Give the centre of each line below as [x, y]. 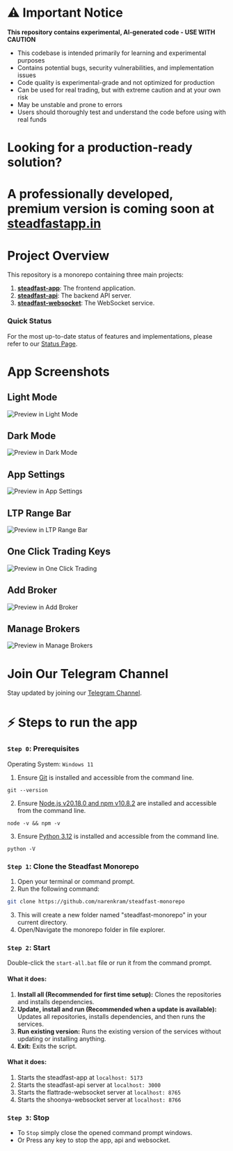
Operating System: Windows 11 [50, 764]
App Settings [36, 474]
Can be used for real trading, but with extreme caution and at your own [119, 90]
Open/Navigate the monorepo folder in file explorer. [91, 930]
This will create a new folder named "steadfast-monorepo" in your [112, 915]
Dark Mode [32, 436]
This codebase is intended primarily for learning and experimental [112, 53]
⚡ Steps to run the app [72, 722]
